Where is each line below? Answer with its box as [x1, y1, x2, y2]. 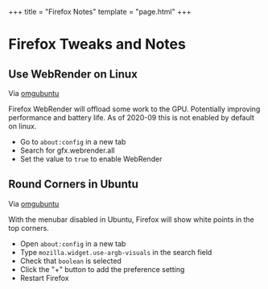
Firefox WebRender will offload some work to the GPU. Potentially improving [8, 104, 261, 114]
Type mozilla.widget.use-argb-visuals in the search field [19, 247, 212, 257]
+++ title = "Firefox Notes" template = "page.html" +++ [8, 7, 192, 16]
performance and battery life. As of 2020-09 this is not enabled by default [8, 113, 255, 122]
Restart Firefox [19, 273, 70, 283]
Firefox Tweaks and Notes [8, 36, 187, 53]
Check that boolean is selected [19, 256, 122, 266]
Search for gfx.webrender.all [19, 145, 115, 155]
